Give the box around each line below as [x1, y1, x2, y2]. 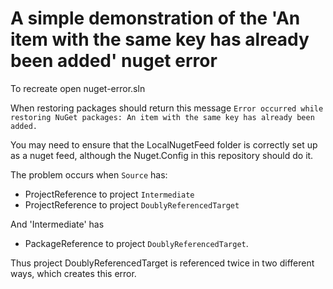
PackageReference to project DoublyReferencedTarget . [24, 237, 249, 249]
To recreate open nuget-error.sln [10, 82, 146, 94]
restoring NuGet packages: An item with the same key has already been [10, 112, 315, 122]
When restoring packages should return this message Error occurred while [10, 102, 324, 114]
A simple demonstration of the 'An [10, 7, 301, 30]
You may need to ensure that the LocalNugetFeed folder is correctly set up [10, 138, 318, 151]
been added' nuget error [10, 50, 218, 72]
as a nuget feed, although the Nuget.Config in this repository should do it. [10, 149, 314, 161]
